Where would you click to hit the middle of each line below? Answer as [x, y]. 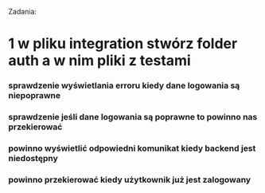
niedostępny [33, 158]
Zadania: [23, 12]
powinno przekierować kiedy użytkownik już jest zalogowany [130, 179]
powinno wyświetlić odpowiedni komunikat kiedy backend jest [132, 148]
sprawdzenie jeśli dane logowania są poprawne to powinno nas [133, 117]
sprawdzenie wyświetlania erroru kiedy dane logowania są [124, 85]
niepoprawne [35, 96]
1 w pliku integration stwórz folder [123, 44]
